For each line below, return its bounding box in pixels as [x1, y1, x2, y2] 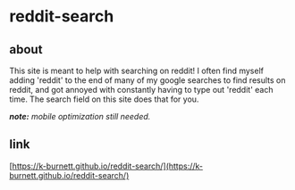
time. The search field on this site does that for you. [9, 94, 199, 104]
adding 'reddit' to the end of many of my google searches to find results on [9, 75, 286, 86]
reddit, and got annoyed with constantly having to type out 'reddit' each [9, 85, 274, 95]
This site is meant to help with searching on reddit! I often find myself [9, 65, 264, 76]
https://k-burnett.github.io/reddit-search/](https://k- [12, 161, 204, 171]
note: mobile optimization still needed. [9, 112, 151, 121]
